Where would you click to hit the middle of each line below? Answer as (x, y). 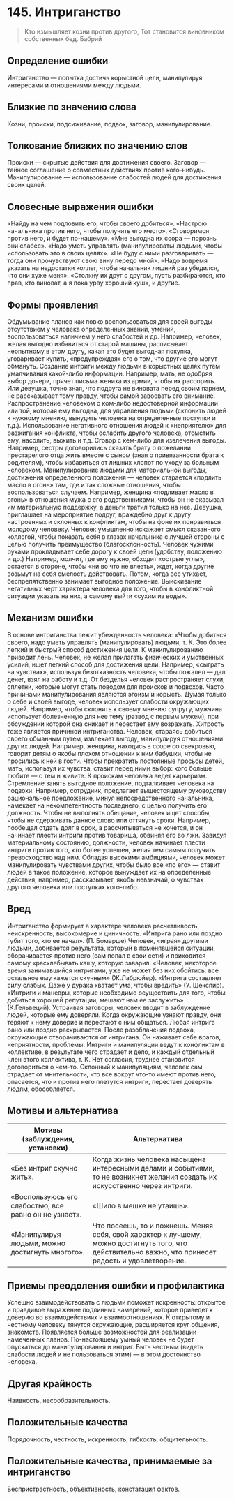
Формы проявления (53, 305)
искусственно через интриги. (142, 1186)
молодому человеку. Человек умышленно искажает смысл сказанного (114, 529)
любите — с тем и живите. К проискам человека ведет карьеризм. (107, 775)
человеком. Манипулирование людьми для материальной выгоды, (107, 470)
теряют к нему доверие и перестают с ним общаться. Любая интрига (111, 1022)
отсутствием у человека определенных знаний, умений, (92, 329)
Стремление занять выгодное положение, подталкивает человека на (111, 783)
